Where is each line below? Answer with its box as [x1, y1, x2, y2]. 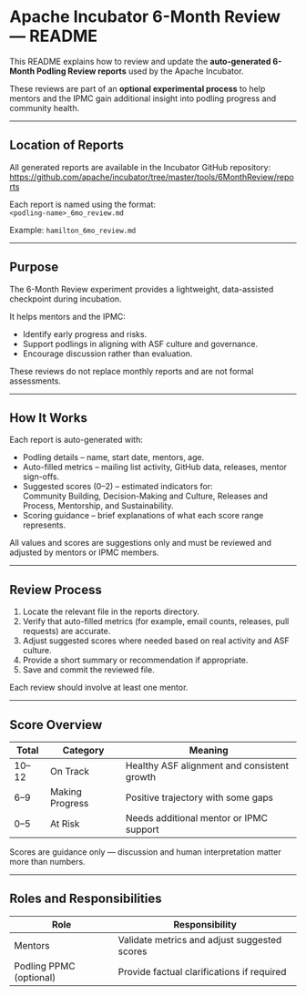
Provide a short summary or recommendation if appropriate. [22, 654, 249, 666]
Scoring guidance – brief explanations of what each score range [22, 510, 264, 521]
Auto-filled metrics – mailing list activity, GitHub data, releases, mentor [22, 462, 288, 473]
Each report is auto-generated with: [9, 435, 143, 446]
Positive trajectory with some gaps [125, 791, 273, 804]
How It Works [9, 410, 88, 426]
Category [62, 744, 105, 756]
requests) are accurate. [22, 626, 111, 637]
